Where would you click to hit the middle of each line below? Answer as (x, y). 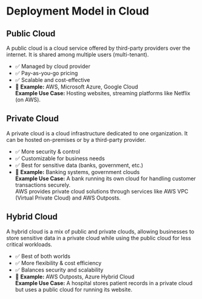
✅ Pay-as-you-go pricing (46, 73)
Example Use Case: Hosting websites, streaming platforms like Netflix (103, 93)
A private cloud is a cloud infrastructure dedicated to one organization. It (97, 133)
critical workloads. (29, 244)
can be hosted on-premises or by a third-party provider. (76, 139)
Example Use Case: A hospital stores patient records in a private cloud (104, 283)
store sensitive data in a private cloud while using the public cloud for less (99, 238)
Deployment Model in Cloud (78, 11)
